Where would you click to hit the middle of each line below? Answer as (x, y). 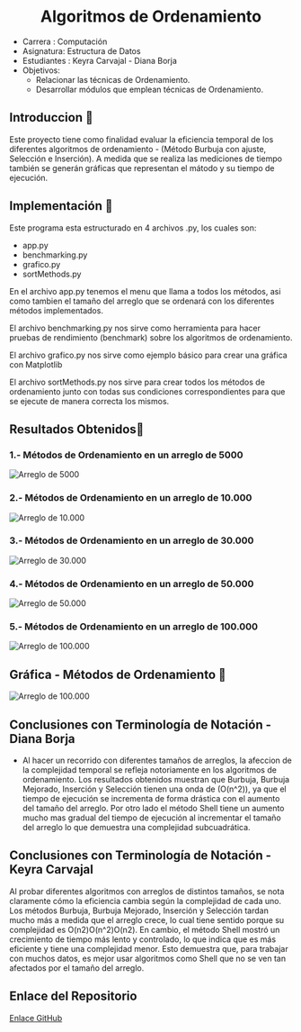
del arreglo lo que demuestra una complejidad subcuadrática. (136, 828)
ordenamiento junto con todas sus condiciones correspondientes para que (147, 391)
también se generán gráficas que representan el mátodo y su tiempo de (142, 167)
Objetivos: (41, 70)
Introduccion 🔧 (51, 118)
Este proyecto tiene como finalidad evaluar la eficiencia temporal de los (142, 139)
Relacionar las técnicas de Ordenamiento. (113, 79)
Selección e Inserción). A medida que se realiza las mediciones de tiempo (146, 158)
